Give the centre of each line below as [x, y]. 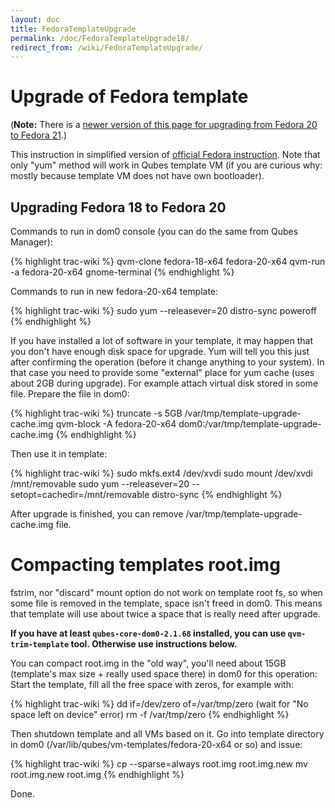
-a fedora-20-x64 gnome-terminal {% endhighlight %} [122, 272]
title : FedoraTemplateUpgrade [73, 29]
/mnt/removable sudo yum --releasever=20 [100, 484]
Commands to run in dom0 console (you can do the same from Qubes [154, 231]
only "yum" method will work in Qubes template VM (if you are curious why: [166, 165]
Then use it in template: [59, 454]
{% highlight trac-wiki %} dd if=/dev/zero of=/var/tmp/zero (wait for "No [159, 703]
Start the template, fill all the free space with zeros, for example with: [152, 684]
